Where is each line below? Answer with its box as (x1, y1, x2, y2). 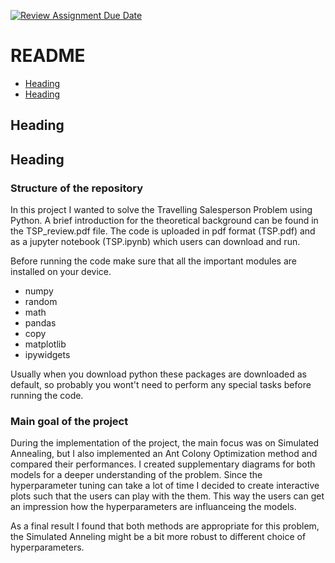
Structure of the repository (10, 181, 144, 195)
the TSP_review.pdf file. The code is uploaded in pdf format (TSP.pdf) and (10, 225, 316, 237)
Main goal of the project (10, 414, 129, 428)
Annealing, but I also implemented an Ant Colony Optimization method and (10, 448, 318, 460)
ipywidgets (24, 349, 71, 361)
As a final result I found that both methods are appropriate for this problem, (10, 520, 320, 532)
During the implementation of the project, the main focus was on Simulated (10, 437, 320, 449)
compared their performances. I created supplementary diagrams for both (10, 458, 316, 470)
